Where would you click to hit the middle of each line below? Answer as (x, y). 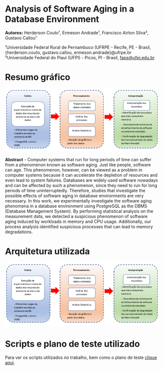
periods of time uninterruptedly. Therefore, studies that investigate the (75, 191)
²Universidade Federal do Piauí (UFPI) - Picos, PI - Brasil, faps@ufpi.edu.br (80, 57)
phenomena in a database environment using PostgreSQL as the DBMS (76, 206)
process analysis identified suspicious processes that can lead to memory (79, 227)
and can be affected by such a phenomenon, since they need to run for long (81, 185)
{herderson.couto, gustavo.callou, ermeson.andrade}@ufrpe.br (68, 52)
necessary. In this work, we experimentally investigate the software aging (78, 201)
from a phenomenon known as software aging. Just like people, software (78, 165)
